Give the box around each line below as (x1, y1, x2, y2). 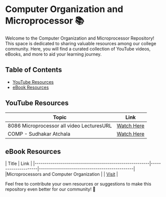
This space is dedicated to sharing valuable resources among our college (5, 40, 156, 46)
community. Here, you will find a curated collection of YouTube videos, (5, 46, 151, 52)
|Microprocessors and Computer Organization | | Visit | (5, 171, 118, 177)
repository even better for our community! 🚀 (5, 186, 96, 192)
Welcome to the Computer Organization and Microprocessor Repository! (5, 35, 154, 41)
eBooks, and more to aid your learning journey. (5, 51, 102, 57)
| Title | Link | (5, 160, 32, 166)
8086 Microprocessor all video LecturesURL (7, 122, 112, 129)
